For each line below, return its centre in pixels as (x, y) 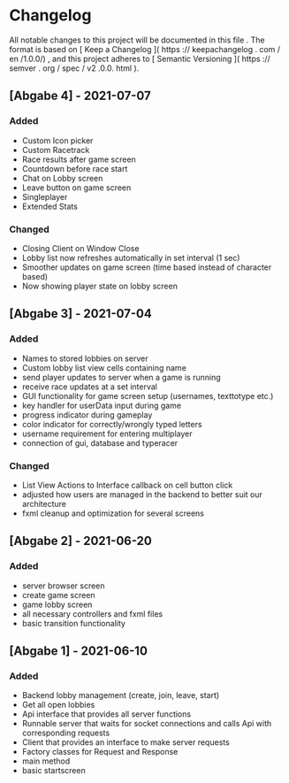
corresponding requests (66, 733)
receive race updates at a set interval (89, 387)
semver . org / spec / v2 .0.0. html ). (74, 68)
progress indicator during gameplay (87, 415)
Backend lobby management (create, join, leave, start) (121, 695)
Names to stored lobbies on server (85, 358)
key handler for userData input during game (102, 405)
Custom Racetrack (56, 150)
